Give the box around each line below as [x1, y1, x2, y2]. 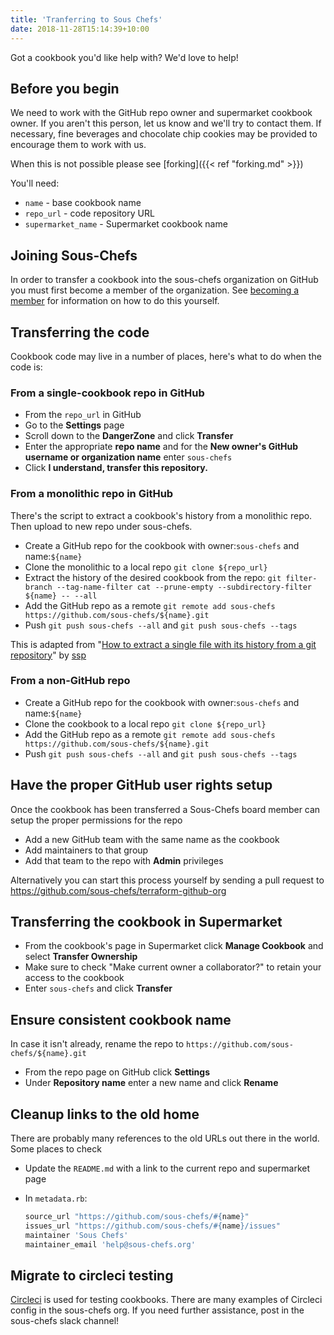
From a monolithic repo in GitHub [10, 487, 174, 501]
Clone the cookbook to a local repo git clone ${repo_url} [24, 717, 267, 730]
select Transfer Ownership [24, 951, 138, 963]
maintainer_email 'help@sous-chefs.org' [24, 1239, 196, 1250]
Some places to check [10, 1143, 102, 1155]
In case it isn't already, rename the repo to [10, 1038, 185, 1050]
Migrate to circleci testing [10, 1267, 174, 1284]
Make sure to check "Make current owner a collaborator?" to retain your [24, 961, 322, 973]
